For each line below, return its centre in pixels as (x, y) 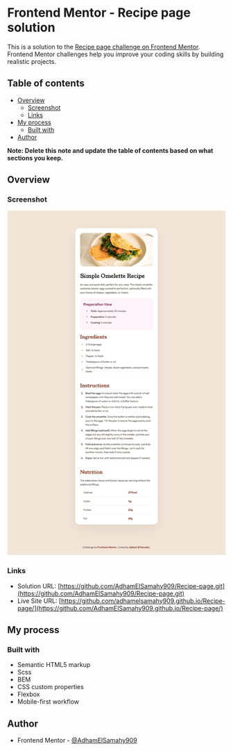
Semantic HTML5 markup (54, 665)
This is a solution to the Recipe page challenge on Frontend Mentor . (104, 47)
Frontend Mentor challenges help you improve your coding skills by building (115, 54)
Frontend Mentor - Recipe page (99, 13)
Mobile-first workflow (48, 702)
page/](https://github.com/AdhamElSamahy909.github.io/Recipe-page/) (120, 608)
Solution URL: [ (38, 586)
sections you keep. (35, 158)
